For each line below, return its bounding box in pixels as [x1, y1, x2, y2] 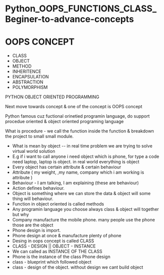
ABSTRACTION [12, 79, 43, 85]
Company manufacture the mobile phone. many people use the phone [12, 217, 155, 223]
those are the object [12, 222, 53, 228]
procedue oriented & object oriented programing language [5, 119, 124, 125]
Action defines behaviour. [12, 185, 65, 191]
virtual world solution [12, 148, 55, 154]
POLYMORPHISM [12, 84, 48, 90]
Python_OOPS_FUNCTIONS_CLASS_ [5, 3, 157, 14]
